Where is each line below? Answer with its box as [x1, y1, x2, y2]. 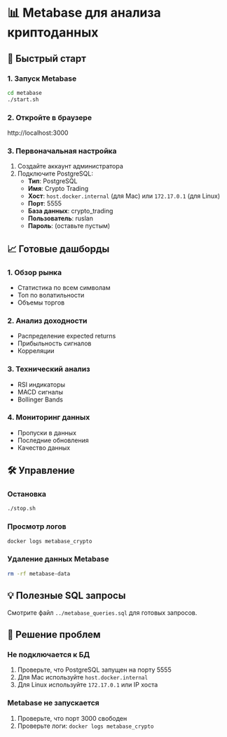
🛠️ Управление [7, 465, 75, 477]
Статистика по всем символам [17, 283, 111, 291]
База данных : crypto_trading [27, 207, 113, 215]
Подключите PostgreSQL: [17, 169, 93, 178]
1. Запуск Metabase [7, 74, 77, 84]
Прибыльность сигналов [17, 339, 92, 347]
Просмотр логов [7, 522, 67, 531]
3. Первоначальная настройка [7, 146, 117, 156]
